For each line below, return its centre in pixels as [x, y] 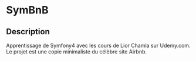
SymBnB [27, 10]
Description [28, 32]
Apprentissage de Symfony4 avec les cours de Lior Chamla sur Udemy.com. [98, 45]
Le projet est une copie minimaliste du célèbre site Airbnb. [77, 52]
